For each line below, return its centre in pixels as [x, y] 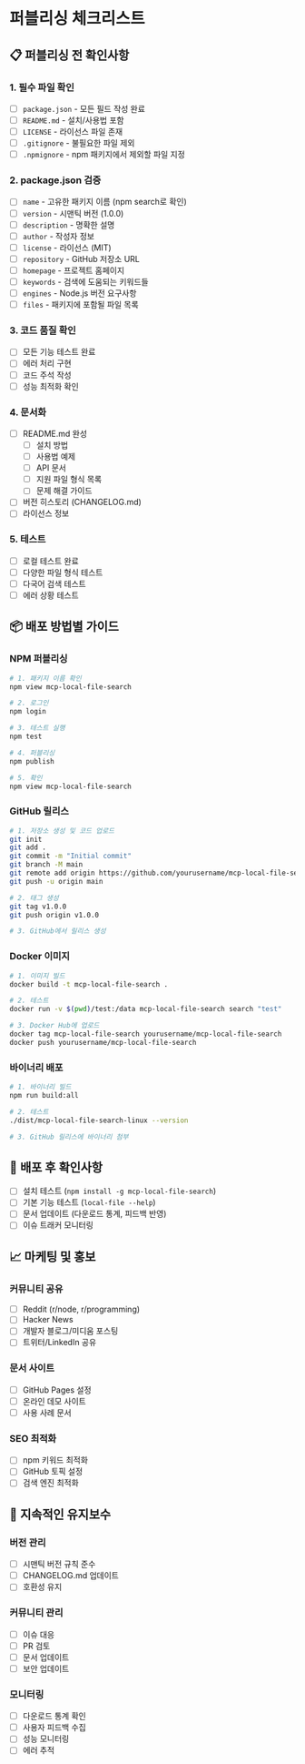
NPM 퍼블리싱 [39, 659]
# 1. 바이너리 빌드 [40, 1087]
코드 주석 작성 [47, 375]
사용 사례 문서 [47, 1413]
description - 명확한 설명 [69, 225]
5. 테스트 [28, 540]
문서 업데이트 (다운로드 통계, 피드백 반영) [94, 1214]
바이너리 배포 [36, 1068]
